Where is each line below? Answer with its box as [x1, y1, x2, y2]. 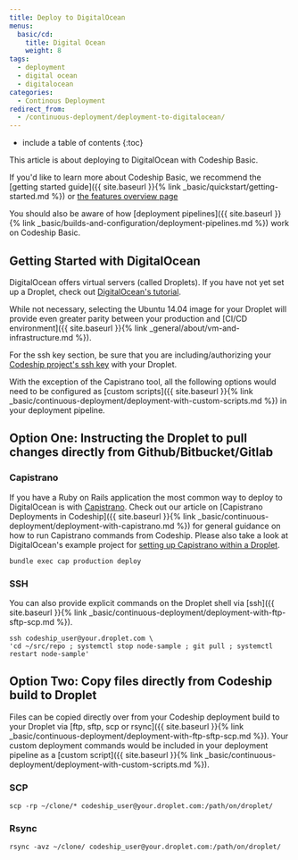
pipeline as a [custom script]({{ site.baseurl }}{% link [9, 749, 203, 760]
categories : [9, 88, 54, 97]
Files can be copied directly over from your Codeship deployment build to [9, 712, 280, 722]
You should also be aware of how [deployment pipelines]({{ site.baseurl [9, 208, 273, 219]
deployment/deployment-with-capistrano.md [9, 520, 175, 531]
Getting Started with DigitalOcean [9, 253, 201, 268]
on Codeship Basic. [9, 227, 81, 238]
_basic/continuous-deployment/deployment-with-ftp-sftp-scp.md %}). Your [9, 730, 289, 741]
